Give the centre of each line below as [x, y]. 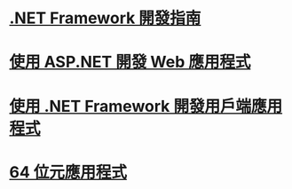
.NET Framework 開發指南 [105, 18]
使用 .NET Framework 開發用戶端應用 [146, 106]
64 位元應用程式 [68, 172]
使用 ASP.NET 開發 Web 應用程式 [130, 62]
